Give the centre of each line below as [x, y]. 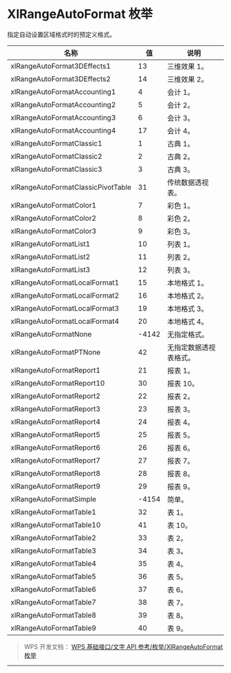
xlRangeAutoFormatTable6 [53, 589]
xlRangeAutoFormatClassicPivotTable [71, 187]
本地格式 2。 [188, 296]
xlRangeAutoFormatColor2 [54, 218]
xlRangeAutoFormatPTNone [56, 352]
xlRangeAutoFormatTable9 [53, 628]
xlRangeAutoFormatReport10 [58, 383]
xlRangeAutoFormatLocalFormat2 [65, 295]
